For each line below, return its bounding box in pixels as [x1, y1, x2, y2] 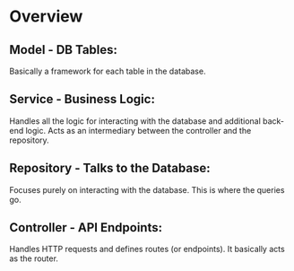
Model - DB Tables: [9, 42, 118, 57]
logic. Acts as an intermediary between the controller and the [25, 125, 252, 135]
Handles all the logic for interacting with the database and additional [9, 115, 262, 127]
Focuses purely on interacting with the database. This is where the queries [9, 184, 285, 195]
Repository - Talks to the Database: [9, 161, 211, 176]
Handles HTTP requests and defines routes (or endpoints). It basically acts [9, 244, 285, 255]
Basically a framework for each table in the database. [9, 66, 206, 76]
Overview [9, 6, 83, 27]
